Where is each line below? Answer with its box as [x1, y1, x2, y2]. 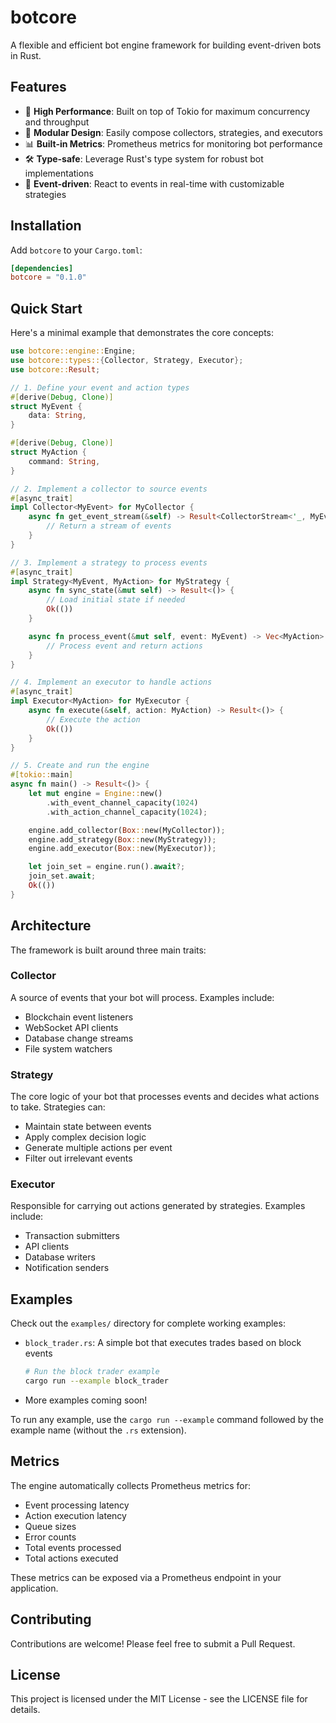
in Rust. [10, 49, 42, 61]
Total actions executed [24, 1552, 119, 1564]
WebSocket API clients [24, 1021, 119, 1033]
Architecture [10, 917, 92, 935]
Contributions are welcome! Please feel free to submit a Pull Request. [10, 1637, 296, 1650]
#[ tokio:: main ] [10, 770, 74, 780]
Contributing [10, 1611, 92, 1628]
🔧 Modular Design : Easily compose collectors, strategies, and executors [24, 126, 323, 138]
